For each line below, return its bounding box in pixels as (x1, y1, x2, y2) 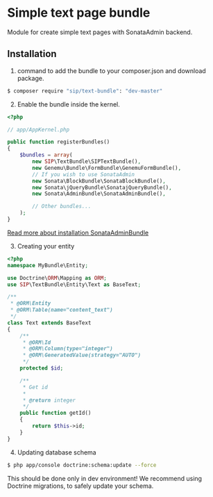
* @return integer (22, 397, 76, 404)
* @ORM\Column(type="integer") (22, 345, 113, 352)
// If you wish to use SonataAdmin (32, 171, 135, 178)
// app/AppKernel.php (7, 126, 70, 133)
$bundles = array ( (19, 152, 73, 159)
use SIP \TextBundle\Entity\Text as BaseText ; (7, 281, 141, 288)
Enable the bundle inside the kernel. (17, 100, 120, 109)
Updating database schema (17, 448, 96, 457)
